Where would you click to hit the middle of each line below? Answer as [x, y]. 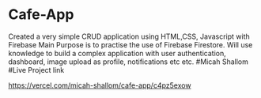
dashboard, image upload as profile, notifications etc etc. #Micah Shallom [129, 62]
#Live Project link [36, 70]
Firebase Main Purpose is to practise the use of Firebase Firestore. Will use [130, 44]
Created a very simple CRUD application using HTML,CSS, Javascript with [129, 36]
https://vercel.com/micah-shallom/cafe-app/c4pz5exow [100, 85]
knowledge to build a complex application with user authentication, [117, 53]
